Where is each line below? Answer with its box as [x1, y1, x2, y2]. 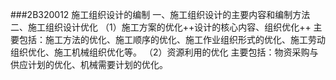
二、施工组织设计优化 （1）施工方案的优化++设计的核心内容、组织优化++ [10, 21, 312, 33]
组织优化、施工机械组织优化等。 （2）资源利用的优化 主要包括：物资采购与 [10, 46, 319, 58]
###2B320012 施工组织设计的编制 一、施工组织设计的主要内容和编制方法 [10, 9, 311, 20]
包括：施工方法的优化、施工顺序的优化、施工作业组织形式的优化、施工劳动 [18, 34, 326, 45]
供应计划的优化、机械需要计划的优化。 [10, 59, 168, 70]
